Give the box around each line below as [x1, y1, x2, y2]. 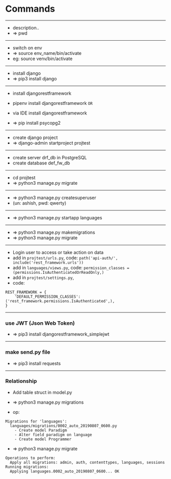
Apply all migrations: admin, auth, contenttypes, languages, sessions [10, 460, 165, 465]
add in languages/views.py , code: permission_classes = [12, 264, 130, 270]
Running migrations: [5, 464, 49, 469]
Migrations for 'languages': [5, 418, 67, 424]
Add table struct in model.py [12, 389, 72, 395]
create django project [12, 134, 58, 140]
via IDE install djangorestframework [12, 110, 88, 116]
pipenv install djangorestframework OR [12, 100, 93, 106]
